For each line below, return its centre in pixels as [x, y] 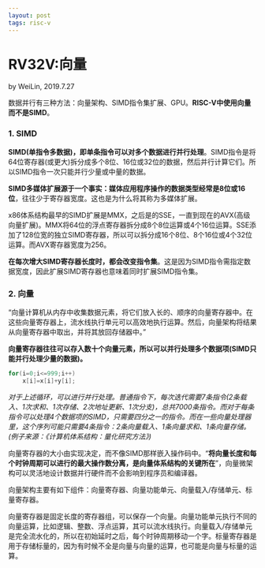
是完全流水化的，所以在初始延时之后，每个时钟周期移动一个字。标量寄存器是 [132, 536]
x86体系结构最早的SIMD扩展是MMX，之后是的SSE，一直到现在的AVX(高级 [129, 215]
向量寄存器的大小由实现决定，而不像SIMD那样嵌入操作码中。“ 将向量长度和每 [132, 453]
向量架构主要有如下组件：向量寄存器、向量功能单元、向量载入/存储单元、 [127, 489]
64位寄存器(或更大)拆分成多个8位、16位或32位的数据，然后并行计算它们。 [129, 162]
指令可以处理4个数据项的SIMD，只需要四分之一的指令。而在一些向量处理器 [130, 417]
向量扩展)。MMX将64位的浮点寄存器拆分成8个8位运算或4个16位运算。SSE [129, 225]
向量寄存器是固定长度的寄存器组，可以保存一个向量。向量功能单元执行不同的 [132, 516]
